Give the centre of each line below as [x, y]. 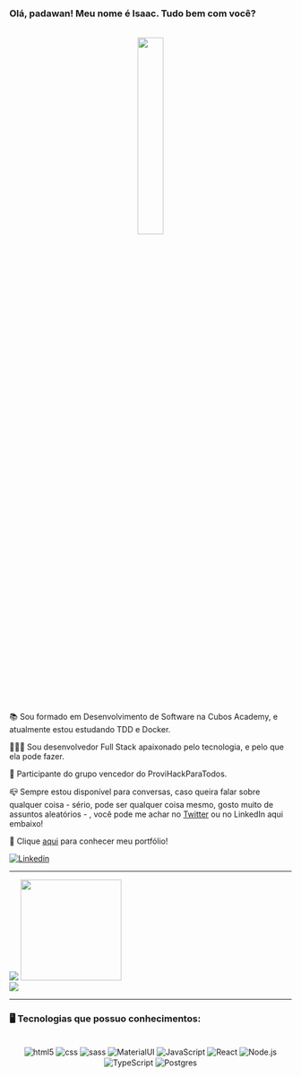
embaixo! [26, 824]
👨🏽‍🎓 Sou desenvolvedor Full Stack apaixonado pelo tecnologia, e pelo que [147, 747]
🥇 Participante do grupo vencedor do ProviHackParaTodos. [118, 774]
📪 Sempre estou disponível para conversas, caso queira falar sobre [135, 792]
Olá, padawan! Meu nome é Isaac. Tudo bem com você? [133, 13]
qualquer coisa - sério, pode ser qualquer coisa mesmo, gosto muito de [142, 805]
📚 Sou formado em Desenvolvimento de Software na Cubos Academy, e [144, 717]
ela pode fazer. [37, 757]
